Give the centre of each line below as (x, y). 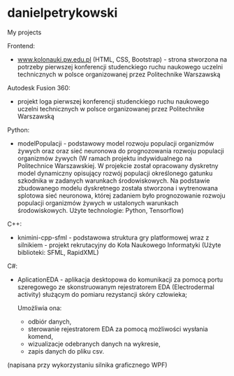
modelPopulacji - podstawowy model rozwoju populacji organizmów (116, 143)
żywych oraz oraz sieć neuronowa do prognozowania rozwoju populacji (121, 151)
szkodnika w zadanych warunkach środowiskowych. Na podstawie (114, 181)
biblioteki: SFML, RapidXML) (58, 252)
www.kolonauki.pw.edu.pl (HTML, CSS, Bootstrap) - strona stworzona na (122, 59)
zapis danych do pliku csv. (66, 351)
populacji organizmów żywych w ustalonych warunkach (98, 203)
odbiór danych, (50, 321)
